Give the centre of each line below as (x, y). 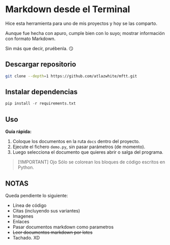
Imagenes (23, 216)
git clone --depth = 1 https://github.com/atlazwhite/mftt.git (71, 76)
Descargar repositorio (41, 64)
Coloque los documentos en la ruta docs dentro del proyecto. (76, 142)
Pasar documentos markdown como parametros (63, 227)
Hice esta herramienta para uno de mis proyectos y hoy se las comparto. (81, 23)
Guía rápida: (19, 132)
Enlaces (21, 221)
